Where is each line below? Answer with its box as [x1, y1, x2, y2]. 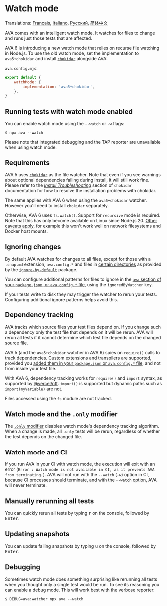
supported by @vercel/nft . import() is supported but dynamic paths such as [5, 380, 162, 386]
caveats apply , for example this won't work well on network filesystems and [5, 223, 161, 229]
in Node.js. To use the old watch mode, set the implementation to [5, 50, 139, 56]
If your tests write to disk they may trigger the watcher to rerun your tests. [5, 291, 157, 297]
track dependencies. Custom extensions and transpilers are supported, [5, 355, 152, 361]
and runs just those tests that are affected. [5, 35, 92, 41]
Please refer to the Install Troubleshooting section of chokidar [5, 182, 132, 188]
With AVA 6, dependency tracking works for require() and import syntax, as [5, 375, 162, 381]
